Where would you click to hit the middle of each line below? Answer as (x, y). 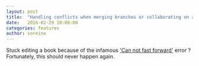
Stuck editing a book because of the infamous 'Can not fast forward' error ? (99, 50)
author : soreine (26, 34)
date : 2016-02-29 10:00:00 (42, 22)
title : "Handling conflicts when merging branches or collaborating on (98, 17)
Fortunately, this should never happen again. (60, 57)
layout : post (22, 11)
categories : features (33, 28)
